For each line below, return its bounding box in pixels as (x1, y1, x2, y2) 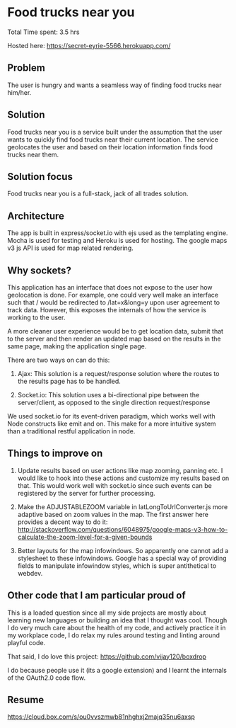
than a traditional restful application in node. (7, 427, 136, 436)
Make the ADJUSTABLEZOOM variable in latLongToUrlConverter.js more (17, 502, 228, 511)
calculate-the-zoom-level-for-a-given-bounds (17, 533, 153, 541)
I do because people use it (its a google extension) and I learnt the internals (7, 666, 228, 674)
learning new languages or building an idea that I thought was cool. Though (7, 615, 228, 624)
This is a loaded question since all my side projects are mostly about (7, 608, 206, 617)
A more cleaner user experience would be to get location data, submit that (7, 327, 224, 335)
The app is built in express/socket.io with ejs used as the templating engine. (7, 229, 228, 237)
